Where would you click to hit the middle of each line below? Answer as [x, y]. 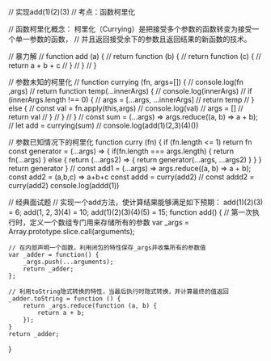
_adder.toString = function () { [65, 299]
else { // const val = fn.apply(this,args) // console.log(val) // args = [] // [126, 108]
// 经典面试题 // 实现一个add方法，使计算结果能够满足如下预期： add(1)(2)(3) [136, 202]
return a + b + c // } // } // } [53, 65]
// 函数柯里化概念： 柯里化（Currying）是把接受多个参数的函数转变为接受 [130, 29]
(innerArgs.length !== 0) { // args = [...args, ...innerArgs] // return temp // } [131, 100]
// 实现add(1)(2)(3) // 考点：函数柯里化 [72, 12]
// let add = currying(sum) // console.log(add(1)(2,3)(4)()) [104, 125]
